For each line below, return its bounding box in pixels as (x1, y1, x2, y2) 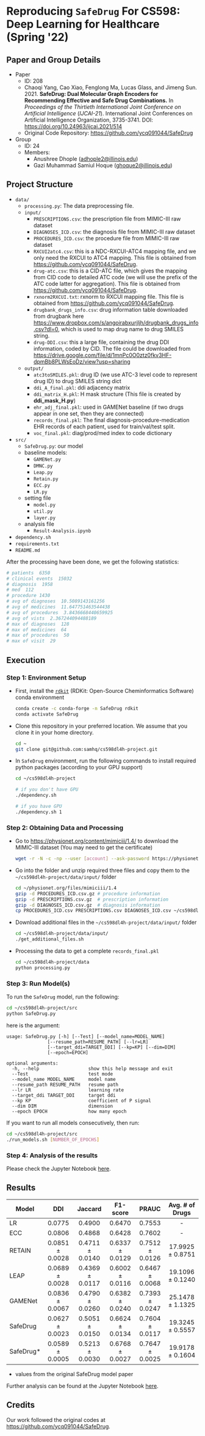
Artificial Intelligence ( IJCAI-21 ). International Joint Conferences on (24, 110, 193, 117)
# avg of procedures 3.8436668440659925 (6, 609, 113, 615)
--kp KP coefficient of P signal (12, 1097, 151, 1104)
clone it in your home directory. (15, 728, 94, 736)
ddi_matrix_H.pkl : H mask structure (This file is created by (33, 390, 181, 398)
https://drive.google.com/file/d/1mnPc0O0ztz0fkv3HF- (33, 351, 172, 359)
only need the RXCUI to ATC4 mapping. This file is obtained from (33, 254, 196, 261)
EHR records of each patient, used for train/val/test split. (33, 423, 176, 430)
